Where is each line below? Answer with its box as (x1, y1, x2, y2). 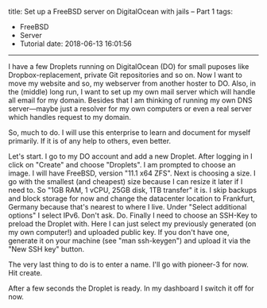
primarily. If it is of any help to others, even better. (8, 137, 172, 145)
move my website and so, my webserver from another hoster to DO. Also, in (8, 79, 257, 88)
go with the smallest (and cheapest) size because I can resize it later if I (8, 177, 243, 186)
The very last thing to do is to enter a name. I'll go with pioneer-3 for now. (8, 260, 249, 269)
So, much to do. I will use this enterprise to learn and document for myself (8, 128, 251, 137)
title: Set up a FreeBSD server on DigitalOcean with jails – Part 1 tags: (8, 7, 233, 16)
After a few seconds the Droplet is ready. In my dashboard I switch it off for (8, 283, 254, 293)
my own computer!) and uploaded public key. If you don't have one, (8, 228, 230, 237)
